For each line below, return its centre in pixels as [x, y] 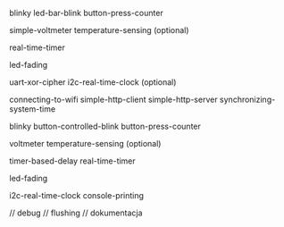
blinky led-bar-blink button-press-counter [86, 13]
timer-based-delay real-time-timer [72, 161]
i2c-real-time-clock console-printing [77, 195]
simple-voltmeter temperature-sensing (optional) [99, 30]
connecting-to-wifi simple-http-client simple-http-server [113, 99]
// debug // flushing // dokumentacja [76, 213]
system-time [33, 109]
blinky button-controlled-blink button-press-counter [105, 126]
